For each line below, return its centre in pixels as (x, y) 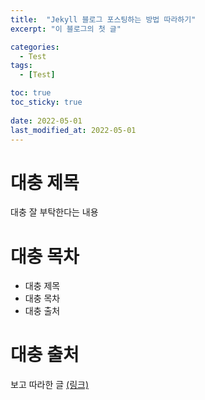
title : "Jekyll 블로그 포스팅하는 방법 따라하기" (103, 19)
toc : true (31, 93)
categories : (35, 47)
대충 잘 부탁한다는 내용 (54, 212)
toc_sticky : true (46, 102)
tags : (21, 66)
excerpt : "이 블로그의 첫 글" (66, 29)
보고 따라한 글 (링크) (50, 385)
